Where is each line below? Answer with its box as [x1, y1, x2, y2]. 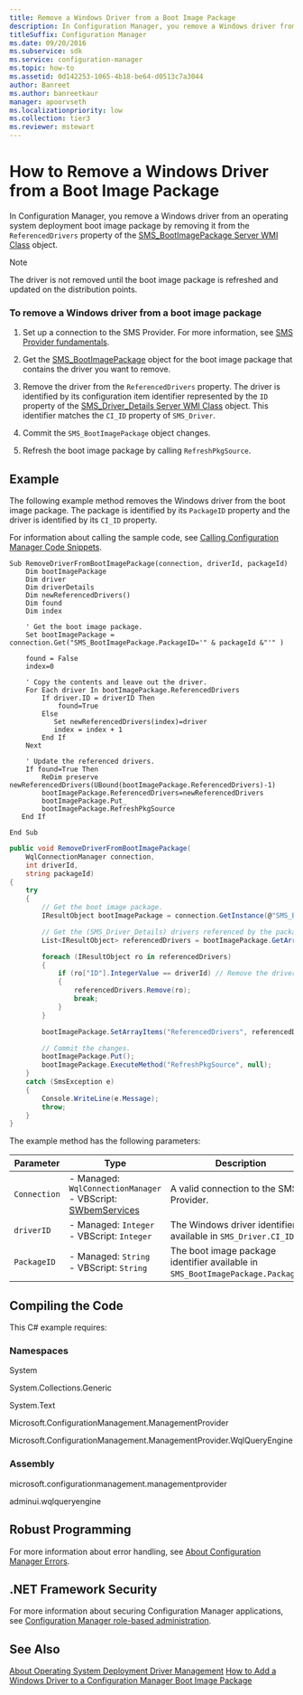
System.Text [9, 1400, 56, 1411]
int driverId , [25, 861, 78, 870]
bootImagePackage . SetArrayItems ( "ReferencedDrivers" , [41, 1027, 248, 1036]
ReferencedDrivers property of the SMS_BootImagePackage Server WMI [9, 230, 279, 240]
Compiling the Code [9, 1298, 124, 1314]
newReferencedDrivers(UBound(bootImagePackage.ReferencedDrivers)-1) [9, 781, 277, 790]
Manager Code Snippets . [9, 541, 102, 552]
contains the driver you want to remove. [22, 363, 171, 375]
